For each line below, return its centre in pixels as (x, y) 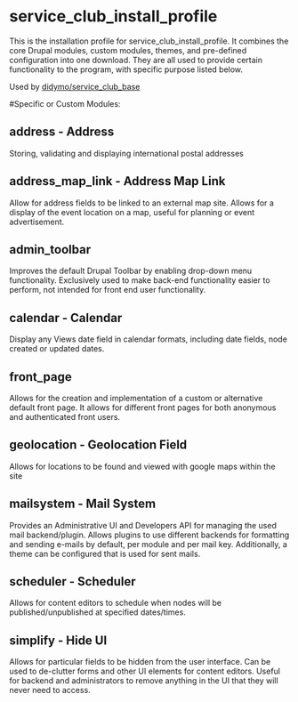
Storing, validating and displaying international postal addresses (127, 153)
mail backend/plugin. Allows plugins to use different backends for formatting (149, 535)
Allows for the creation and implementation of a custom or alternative (136, 398)
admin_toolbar (50, 250)
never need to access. (50, 690)
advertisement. (37, 222)
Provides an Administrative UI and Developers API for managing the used (143, 525)
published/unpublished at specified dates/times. (98, 612)
